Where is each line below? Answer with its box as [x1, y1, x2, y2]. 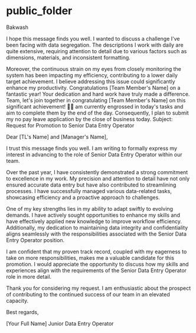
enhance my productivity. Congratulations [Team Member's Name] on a [6, 84, 181, 91]
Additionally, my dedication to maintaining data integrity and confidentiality [6, 224, 188, 231]
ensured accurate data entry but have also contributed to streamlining [6, 181, 177, 188]
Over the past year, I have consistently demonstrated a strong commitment [6, 168, 188, 175]
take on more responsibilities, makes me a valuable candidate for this [6, 254, 174, 261]
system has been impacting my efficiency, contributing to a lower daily [6, 71, 178, 79]
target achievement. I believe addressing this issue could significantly [6, 78, 175, 85]
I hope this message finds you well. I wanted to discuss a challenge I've [6, 35, 180, 42]
